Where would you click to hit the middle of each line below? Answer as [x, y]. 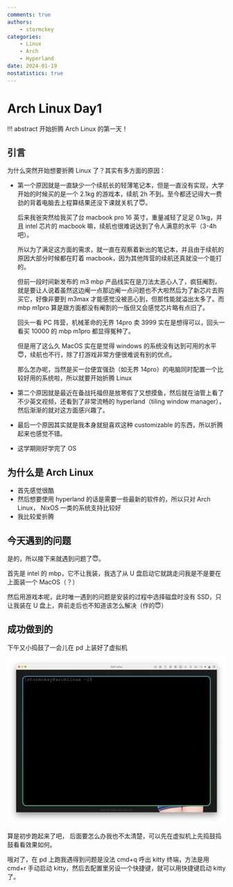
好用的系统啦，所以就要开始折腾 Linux [78, 378]
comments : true [29, 15]
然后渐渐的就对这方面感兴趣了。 [63, 411]
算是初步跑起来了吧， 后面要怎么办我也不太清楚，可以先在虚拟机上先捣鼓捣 [114, 836]
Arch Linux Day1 [55, 108]
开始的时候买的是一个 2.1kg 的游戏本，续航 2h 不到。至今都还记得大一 [116, 194]
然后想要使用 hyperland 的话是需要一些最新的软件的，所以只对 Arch [114, 499]
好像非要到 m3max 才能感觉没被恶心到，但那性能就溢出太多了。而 [130, 299]
